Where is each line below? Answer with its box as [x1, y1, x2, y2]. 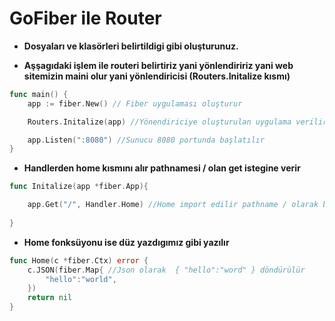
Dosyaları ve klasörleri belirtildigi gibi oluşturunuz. [23, 40, 239, 52]
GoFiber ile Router [9, 7, 162, 30]
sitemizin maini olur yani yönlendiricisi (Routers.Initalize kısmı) [23, 70, 291, 82]
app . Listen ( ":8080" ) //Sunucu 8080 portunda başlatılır [27, 135, 266, 145]
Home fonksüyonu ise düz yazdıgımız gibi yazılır [23, 236, 230, 248]
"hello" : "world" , [45, 274, 117, 284]
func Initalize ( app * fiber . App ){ [9, 182, 149, 192]
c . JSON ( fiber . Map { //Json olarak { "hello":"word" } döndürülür [27, 265, 306, 275]
